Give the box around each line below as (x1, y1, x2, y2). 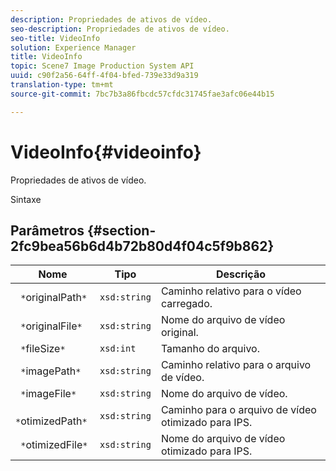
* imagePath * (20, 364, 82, 378)
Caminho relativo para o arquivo (160, 358, 312, 372)
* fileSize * (20, 342, 66, 356)
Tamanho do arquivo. (160, 342, 260, 356)
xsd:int (99, 343, 137, 355)
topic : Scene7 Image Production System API (10, 61, 195, 71)
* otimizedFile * (20, 438, 88, 452)
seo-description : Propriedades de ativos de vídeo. (10, 24, 230, 34)
